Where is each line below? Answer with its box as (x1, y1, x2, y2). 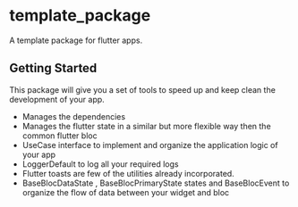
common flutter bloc (21, 130, 98, 141)
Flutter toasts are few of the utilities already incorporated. (21, 168, 234, 178)
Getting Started (9, 61, 98, 76)
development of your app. (9, 94, 105, 104)
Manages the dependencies (21, 111, 126, 121)
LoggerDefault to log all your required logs (21, 158, 179, 170)
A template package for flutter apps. (9, 35, 143, 46)
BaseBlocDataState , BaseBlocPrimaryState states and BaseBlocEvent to (21, 178, 290, 188)
